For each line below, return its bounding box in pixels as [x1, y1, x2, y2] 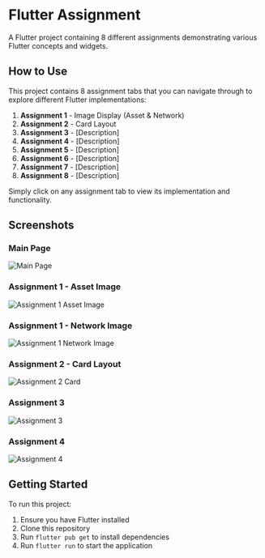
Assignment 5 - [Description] [19, 144, 120, 155]
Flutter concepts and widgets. [8, 40, 109, 50]
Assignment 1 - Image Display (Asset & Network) [19, 110, 185, 120]
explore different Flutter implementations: [8, 95, 147, 104]
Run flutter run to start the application [19, 540, 153, 550]
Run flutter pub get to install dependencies [19, 532, 170, 542]
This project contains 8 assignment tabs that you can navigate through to [8, 86, 253, 96]
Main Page [8, 243, 51, 254]
